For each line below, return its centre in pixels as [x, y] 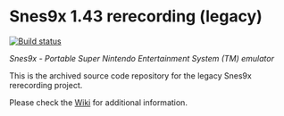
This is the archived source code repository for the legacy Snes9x [130, 75]
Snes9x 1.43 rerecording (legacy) [136, 17]
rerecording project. [46, 85]
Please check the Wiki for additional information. [98, 102]
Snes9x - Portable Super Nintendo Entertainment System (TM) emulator [142, 58]
